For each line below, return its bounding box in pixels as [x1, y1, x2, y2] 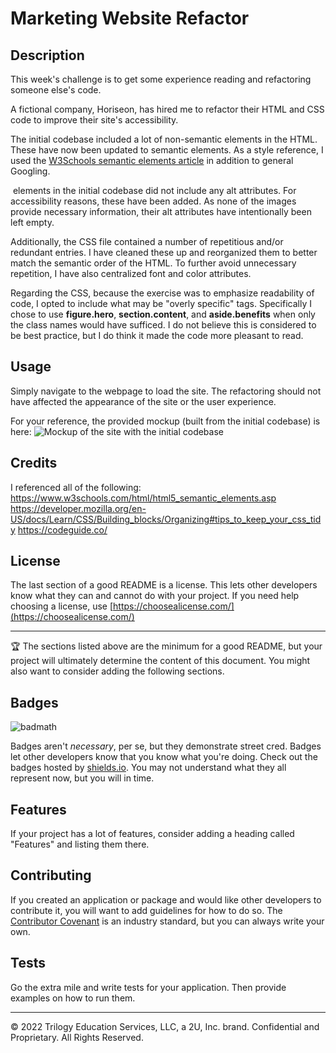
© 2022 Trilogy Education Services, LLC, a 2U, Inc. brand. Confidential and [10, 1020, 320, 1032]
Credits [10, 455, 58, 472]
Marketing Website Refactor [10, 7, 250, 30]
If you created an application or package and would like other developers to [10, 893, 322, 906]
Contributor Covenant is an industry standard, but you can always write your [10, 915, 325, 927]
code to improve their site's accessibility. [10, 114, 179, 126]
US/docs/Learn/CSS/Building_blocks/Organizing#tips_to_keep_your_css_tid [10, 513, 322, 525]
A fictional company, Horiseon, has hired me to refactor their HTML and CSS [10, 103, 325, 115]
